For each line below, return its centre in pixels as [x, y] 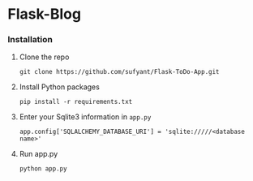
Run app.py [39, 154]
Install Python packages [60, 87]
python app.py [43, 169]
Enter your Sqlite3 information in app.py [85, 117]
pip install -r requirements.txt [76, 102]
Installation [30, 40]
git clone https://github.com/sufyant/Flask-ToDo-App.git [119, 72]
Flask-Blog [45, 14]
